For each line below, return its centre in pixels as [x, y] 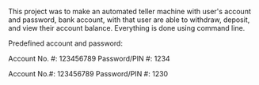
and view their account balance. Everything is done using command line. [127, 28]
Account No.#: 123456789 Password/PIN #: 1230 [88, 74]
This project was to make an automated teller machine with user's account [129, 11]
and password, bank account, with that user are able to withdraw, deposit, [129, 20]
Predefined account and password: [65, 43]
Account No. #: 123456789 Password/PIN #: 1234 [89, 59]
